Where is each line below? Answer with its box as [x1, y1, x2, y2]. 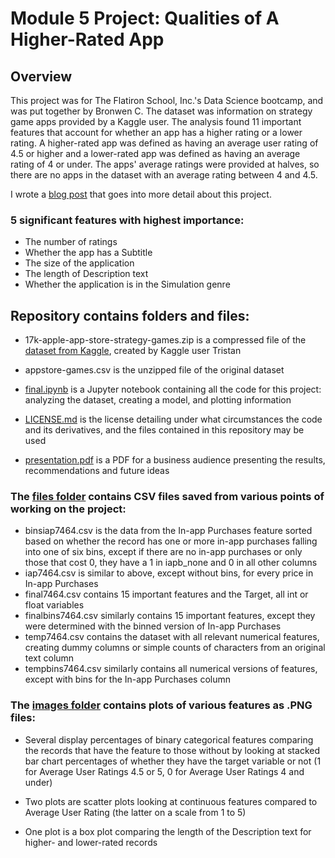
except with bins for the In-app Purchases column [24, 673, 232, 686]
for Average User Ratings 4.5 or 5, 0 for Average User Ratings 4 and [24, 765, 305, 777]
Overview [10, 68, 73, 85]
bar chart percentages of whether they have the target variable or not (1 [24, 755, 322, 767]
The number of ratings [24, 236, 118, 248]
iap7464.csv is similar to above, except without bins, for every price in [24, 567, 314, 579]
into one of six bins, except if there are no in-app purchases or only [24, 546, 303, 558]
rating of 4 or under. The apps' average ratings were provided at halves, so [10, 158, 320, 170]
